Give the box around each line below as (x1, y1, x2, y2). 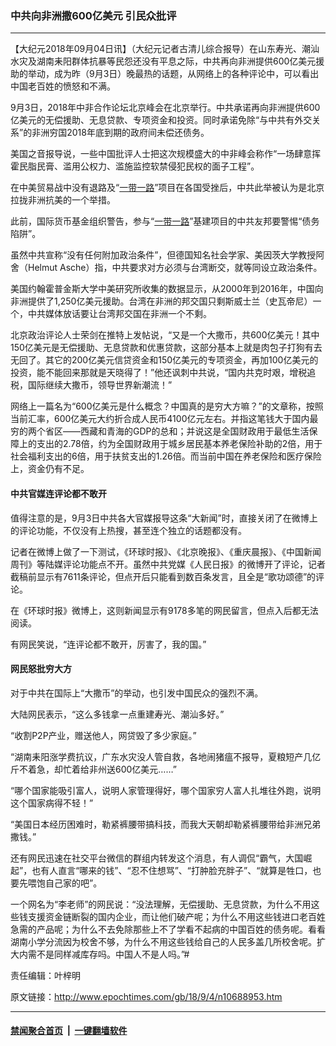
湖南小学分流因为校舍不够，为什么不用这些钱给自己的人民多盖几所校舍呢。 (10, 935, 317, 947)
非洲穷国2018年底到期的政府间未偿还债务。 (31, 127, 210, 139)
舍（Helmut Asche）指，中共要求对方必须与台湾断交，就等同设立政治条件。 (10, 262, 323, 274)
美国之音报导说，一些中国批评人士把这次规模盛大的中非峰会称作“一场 (10, 148, 295, 160)
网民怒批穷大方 (10, 663, 72, 675)
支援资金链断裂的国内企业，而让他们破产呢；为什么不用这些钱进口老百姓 (27, 910, 326, 922)
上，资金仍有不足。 (10, 463, 90, 475)
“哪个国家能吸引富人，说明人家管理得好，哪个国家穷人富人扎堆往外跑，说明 (10, 784, 322, 796)
